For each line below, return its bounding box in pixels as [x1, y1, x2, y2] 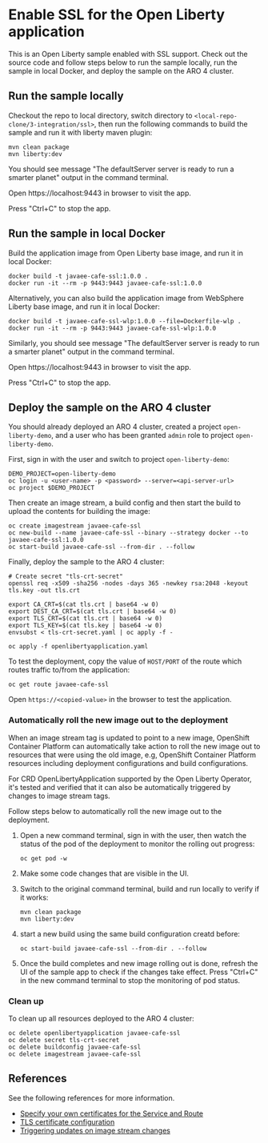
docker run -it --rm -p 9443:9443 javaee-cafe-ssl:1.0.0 [8, 279, 202, 287]
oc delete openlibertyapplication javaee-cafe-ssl [8, 1029, 181, 1037]
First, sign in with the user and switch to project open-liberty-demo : [8, 455, 230, 464]
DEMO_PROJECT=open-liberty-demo [8, 470, 116, 478]
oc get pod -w [19, 854, 67, 862]
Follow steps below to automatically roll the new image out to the [8, 806, 222, 816]
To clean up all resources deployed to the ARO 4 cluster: [8, 1013, 194, 1023]
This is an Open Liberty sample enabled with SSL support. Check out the [8, 49, 248, 58]
